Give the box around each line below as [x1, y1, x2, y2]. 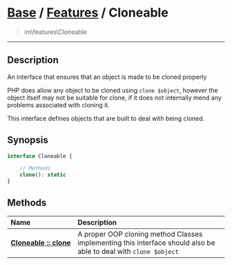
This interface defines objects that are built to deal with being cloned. [7, 114, 205, 122]
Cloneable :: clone [10, 237, 71, 247]
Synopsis [7, 134, 48, 146]
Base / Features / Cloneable [7, 5, 169, 21]
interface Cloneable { [7, 152, 72, 160]
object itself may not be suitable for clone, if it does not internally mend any [7, 93, 222, 102]
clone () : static [19, 172, 67, 179]
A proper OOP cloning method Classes [77, 229, 203, 239]
